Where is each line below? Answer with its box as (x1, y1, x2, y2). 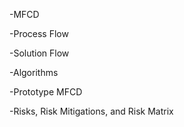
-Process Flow (9, 28, 69, 39)
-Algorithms (9, 67, 59, 78)
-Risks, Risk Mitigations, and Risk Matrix (9, 105, 174, 117)
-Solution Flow (9, 47, 70, 59)
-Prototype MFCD (9, 86, 83, 98)
